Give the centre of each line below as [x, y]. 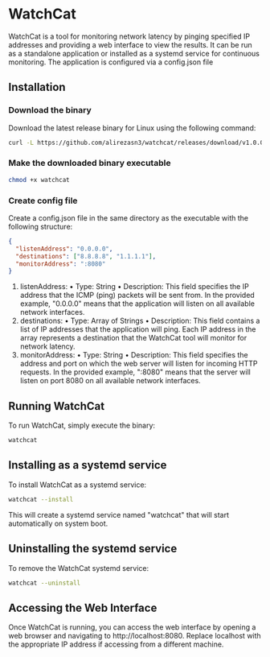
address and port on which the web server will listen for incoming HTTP [139, 364]
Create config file [43, 200]
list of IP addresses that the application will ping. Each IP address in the [138, 329]
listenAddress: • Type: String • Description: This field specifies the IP [134, 287]
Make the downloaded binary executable [90, 163]
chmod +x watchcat [39, 180]
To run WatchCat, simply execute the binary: [82, 426]
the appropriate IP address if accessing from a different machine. [116, 644]
